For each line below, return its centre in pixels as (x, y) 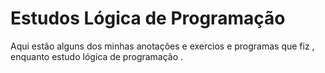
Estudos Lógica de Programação (148, 18)
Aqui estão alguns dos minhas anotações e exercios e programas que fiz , (162, 46)
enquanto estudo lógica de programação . (97, 56)
